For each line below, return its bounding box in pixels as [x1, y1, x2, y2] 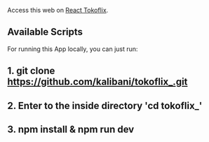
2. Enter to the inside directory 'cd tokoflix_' [7, 99, 203, 111]
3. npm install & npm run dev [7, 123, 135, 135]
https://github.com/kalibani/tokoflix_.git [7, 76, 188, 88]
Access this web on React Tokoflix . [7, 6, 109, 14]
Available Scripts [7, 26, 83, 38]
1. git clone [7, 65, 55, 77]
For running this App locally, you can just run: [7, 45, 138, 53]
